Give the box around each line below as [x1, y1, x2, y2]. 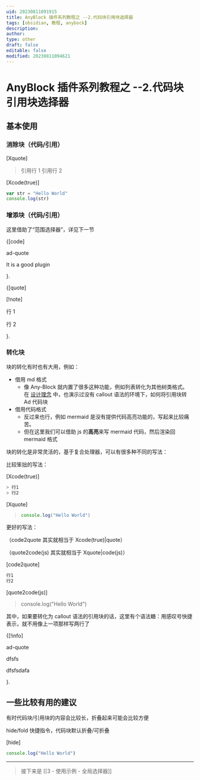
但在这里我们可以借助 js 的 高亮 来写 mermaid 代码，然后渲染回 [23, 428, 176, 435]
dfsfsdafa [6, 667, 30, 674]
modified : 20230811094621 [6, 53, 70, 59]
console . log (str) [6, 196, 49, 202]
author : [6, 31, 26, 37]
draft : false [6, 42, 39, 48]
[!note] [6, 295, 23, 303]
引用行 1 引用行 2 [20, 167, 62, 174]
